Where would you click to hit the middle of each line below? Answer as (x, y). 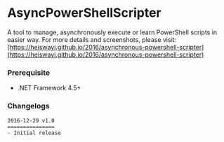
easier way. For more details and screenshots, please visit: (92, 39)
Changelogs (29, 106)
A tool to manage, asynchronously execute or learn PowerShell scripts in (112, 32)
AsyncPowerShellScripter (84, 13)
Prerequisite (29, 73)
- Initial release (34, 133)
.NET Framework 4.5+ (49, 88)
